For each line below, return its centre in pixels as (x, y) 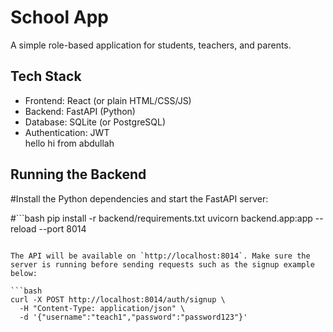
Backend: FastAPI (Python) (80, 111)
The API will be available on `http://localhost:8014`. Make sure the (160, 256)
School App (60, 17)
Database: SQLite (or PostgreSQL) (95, 122)
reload (23, 228)
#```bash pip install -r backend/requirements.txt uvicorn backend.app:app (161, 218)
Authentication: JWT (67, 132)
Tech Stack (46, 76)
